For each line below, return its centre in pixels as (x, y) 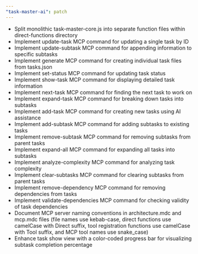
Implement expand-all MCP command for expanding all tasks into (95, 149)
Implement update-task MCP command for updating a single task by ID (101, 41)
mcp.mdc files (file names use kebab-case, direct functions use (92, 219)
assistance (27, 118)
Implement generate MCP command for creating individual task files (98, 60)
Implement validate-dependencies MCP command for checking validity (101, 200)
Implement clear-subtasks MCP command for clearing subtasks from (99, 175)
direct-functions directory (46, 35)
